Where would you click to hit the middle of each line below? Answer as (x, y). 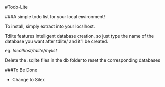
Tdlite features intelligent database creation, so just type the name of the (80, 36)
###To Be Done (21, 70)
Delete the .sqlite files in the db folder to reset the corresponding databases (83, 60)
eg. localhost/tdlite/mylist (31, 51)
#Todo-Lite (17, 7)
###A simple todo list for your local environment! (55, 17)
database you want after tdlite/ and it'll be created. (57, 41)
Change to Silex (29, 79)
